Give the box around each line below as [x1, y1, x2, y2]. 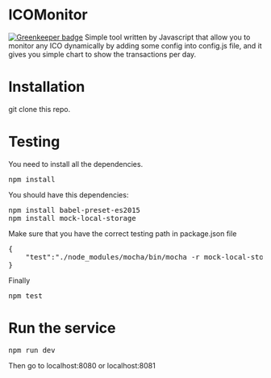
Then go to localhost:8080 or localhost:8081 [8, 360, 156, 370]
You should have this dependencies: [8, 189, 129, 199]
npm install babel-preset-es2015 [8, 206, 141, 214]
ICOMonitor [8, 6, 88, 24]
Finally [8, 276, 31, 285]
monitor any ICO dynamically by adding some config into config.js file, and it [8, 40, 262, 50]
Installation [8, 78, 85, 96]
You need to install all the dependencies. [8, 159, 144, 168]
